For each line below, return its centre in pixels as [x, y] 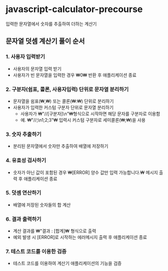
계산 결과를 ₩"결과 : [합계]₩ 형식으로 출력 [55, 231]
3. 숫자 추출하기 [24, 134]
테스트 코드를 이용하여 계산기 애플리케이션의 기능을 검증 [67, 263]
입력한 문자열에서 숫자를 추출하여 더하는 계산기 [51, 24]
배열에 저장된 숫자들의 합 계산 [42, 205]
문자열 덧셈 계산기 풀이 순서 [45, 41]
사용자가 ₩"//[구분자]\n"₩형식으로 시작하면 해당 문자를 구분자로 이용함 [90, 114]
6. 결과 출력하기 [24, 219]
